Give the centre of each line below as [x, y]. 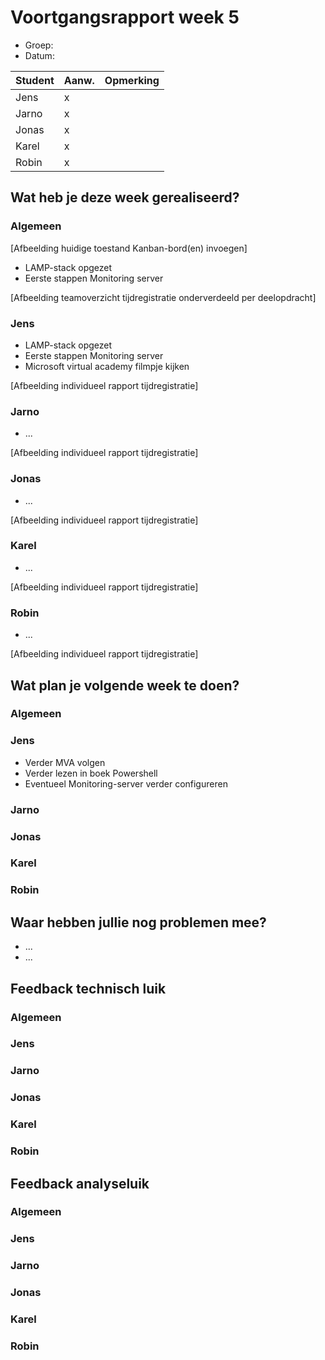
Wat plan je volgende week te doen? [125, 685]
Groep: [39, 45]
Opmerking [132, 80]
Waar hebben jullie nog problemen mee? [138, 922]
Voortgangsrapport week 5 [125, 17]
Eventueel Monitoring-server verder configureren [126, 783]
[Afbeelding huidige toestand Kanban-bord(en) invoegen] [129, 248]
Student [35, 80]
